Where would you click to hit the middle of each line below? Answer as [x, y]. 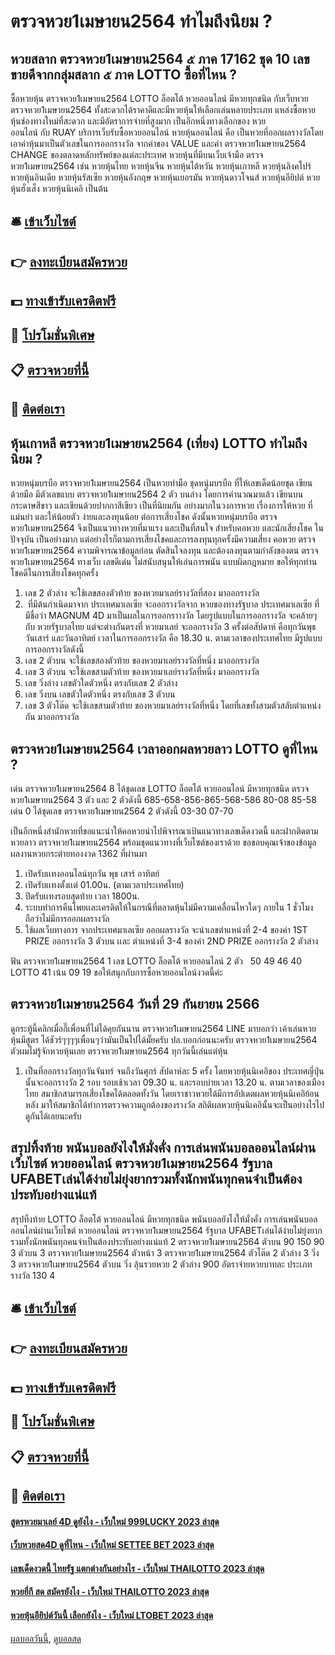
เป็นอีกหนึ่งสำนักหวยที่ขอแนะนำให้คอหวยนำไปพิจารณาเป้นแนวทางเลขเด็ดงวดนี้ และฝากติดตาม [164, 831]
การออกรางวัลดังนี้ [54, 649]
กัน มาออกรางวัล [52, 717]
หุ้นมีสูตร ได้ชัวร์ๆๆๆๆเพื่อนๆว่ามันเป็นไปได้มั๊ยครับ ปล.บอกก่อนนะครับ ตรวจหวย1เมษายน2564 [164, 1039]
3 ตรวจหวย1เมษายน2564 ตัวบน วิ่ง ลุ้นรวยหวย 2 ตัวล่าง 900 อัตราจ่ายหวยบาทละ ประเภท [161, 1264]
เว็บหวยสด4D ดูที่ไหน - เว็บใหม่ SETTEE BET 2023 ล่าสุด [112, 1545]
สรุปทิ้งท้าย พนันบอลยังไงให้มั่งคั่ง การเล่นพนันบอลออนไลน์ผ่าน [163, 1148]
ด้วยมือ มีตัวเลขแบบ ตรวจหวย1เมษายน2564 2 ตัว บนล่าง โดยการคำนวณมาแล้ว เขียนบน [157, 494]
